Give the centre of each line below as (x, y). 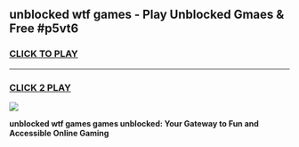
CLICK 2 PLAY (40, 87)
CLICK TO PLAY (44, 54)
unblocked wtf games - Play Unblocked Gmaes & (147, 15)
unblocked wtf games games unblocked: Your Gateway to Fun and (134, 123)
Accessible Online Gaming (59, 133)
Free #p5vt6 (44, 29)
